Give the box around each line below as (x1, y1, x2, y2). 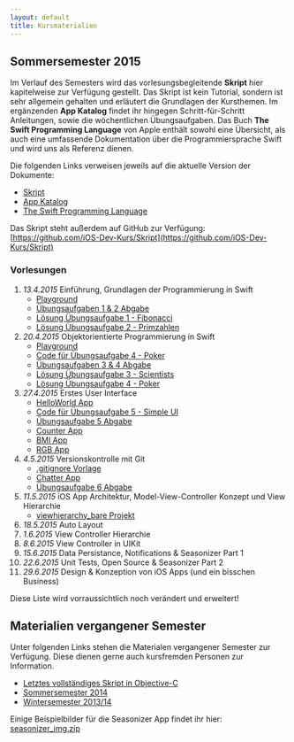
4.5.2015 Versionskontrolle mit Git (22, 453, 146, 464)
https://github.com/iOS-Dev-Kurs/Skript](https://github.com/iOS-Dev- (12, 232, 268, 243)
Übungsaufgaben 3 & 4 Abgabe (35, 359, 152, 370)
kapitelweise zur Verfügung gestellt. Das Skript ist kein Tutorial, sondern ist (10, 87, 283, 97)
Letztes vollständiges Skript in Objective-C (22, 678, 179, 689)
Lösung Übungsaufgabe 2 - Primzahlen (35, 321, 180, 332)
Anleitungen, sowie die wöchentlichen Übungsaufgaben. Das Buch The (10, 115, 270, 126)
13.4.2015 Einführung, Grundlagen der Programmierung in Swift (22, 284, 254, 295)
